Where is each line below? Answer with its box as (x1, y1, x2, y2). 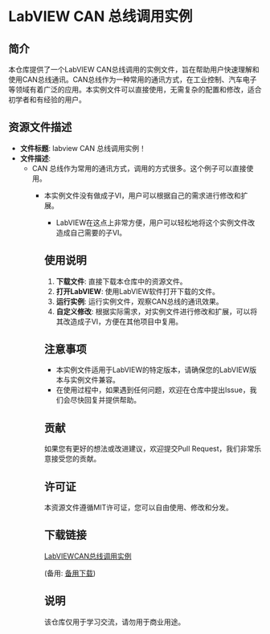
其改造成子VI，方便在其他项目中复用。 (55, 317, 183, 326)
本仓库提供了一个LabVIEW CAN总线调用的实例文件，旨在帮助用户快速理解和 (8, 65, 260, 74)
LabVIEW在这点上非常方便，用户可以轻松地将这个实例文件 (55, 218, 248, 227)
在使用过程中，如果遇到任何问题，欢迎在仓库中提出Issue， (55, 385, 251, 395)
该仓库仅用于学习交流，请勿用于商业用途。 (43, 616, 186, 627)
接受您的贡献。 (51, 454, 101, 464)
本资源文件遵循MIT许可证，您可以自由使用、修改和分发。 (43, 503, 233, 513)
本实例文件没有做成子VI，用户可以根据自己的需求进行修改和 (43, 190, 241, 200)
